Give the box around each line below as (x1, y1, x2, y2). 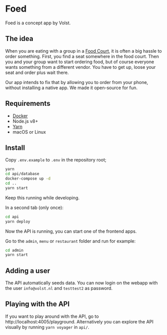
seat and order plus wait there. (5, 69, 69, 75)
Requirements (5, 99, 50, 108)
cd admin (5, 247, 24, 253)
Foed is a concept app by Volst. (5, 20, 71, 26)
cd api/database (5, 172, 39, 177)
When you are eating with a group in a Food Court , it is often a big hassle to (5, 48, 162, 54)
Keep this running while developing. (5, 194, 80, 200)
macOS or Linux (12, 129, 46, 135)
